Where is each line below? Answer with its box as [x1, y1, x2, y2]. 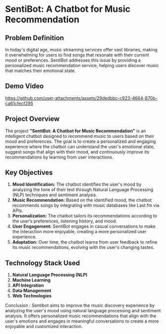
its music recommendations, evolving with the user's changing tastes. [12, 245, 155, 250]
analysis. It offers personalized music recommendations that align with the [5, 313, 157, 319]
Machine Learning [12, 277, 51, 283]
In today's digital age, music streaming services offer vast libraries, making [5, 47, 158, 52]
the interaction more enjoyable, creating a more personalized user [12, 229, 147, 235]
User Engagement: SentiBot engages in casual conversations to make [12, 223, 156, 229]
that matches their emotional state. [5, 68, 76, 74]
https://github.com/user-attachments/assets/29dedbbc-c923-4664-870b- [5, 95, 158, 101]
